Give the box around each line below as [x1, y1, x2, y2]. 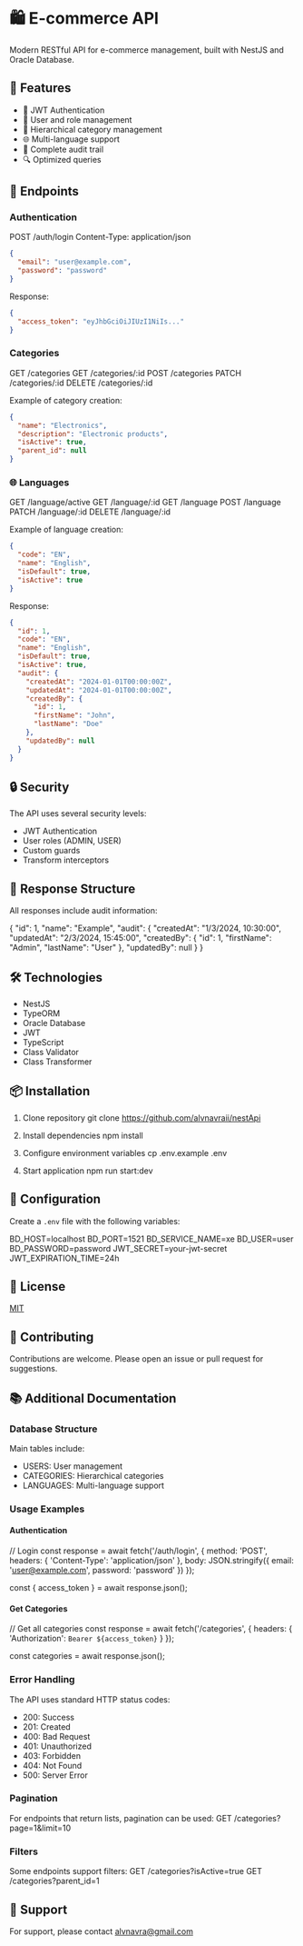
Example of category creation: [9, 394, 122, 405]
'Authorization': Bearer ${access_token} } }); [9, 1633, 175, 1644]
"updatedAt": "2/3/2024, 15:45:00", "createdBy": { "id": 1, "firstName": [9, 933, 272, 943]
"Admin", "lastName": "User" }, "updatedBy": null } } [9, 943, 204, 953]
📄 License [9, 1279, 66, 1294]
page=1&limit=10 [9, 1822, 72, 1833]
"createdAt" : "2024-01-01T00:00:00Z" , [25, 677, 172, 686]
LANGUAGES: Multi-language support [22, 1480, 165, 1491]
